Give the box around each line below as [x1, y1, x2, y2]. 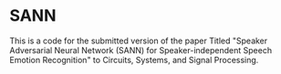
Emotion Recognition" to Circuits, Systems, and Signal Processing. [9, 54, 259, 65]
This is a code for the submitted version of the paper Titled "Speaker [9, 35, 268, 46]
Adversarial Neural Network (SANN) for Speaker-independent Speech [9, 44, 272, 55]
